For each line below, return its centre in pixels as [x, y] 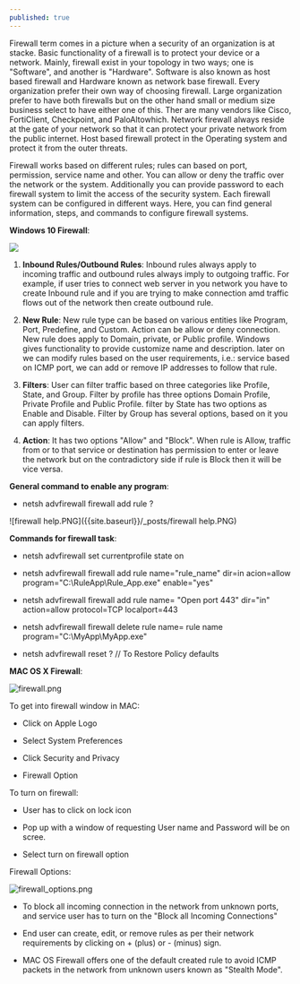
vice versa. [43, 469]
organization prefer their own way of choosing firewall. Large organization [146, 91]
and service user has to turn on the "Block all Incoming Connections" [150, 916]
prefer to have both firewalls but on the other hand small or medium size [142, 100]
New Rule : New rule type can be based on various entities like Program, [155, 320]
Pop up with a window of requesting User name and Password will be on [156, 827]
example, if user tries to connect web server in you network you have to [155, 283]
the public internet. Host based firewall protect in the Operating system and [148, 138]
